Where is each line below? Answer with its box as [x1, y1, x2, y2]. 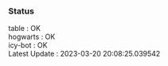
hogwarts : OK [8, 32, 56, 41]
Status [8, 6, 34, 17]
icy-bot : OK [8, 41, 48, 50]
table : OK [8, 24, 41, 33]
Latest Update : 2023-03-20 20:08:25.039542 [8, 49, 161, 59]
